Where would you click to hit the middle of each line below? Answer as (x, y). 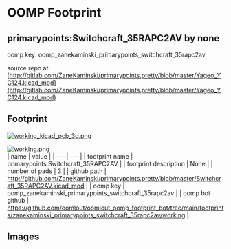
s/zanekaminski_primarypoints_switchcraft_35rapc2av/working (96, 215)
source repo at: (29, 68)
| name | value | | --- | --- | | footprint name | (70, 156)
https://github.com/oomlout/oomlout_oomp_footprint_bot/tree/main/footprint (115, 208)
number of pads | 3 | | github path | (57, 171)
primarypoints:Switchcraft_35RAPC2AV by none (113, 38)
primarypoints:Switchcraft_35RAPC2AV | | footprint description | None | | (110, 163)
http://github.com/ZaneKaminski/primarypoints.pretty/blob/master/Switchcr (114, 178)
